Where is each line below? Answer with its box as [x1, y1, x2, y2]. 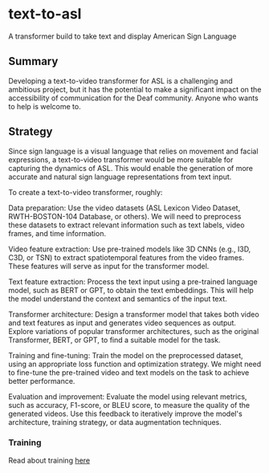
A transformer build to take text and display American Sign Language [8, 31, 237, 41]
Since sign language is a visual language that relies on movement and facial [8, 146, 259, 156]
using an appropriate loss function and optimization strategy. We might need [8, 359, 262, 369]
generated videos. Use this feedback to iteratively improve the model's [8, 409, 243, 418]
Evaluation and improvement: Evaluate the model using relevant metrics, [8, 391, 247, 402]
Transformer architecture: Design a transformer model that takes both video [8, 309, 259, 319]
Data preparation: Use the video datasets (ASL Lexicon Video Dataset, [8, 202, 241, 213]
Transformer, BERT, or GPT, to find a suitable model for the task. [8, 335, 221, 345]
